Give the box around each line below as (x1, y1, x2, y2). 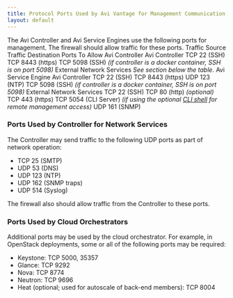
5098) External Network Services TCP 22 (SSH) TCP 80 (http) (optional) (7, 88, 214, 96)
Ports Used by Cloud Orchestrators (7, 217, 129, 226)
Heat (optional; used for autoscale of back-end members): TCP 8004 (17, 283, 216, 292)
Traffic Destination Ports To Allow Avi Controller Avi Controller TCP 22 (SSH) (7, 50, 225, 59)
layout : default (7, 17, 54, 24)
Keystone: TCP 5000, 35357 (17, 253, 99, 262)
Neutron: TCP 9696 (17, 276, 74, 284)
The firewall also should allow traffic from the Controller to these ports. (7, 199, 210, 207)
